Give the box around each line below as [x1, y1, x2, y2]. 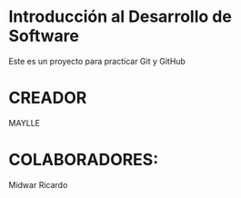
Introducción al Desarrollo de [8, 6, 233, 27]
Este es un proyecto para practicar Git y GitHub [8, 55, 186, 66]
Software [8, 25, 79, 46]
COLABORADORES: [8, 150, 159, 170]
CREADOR [8, 88, 87, 108]
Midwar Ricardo [8, 179, 68, 190]
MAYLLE [8, 117, 41, 128]
